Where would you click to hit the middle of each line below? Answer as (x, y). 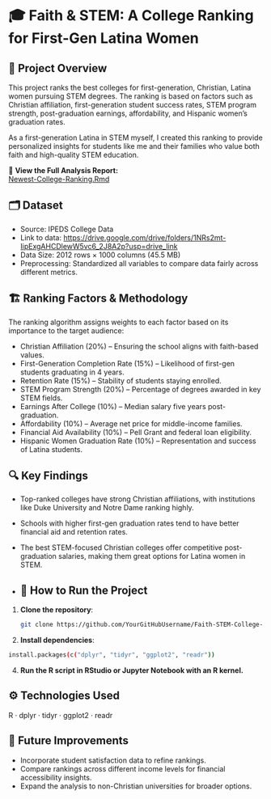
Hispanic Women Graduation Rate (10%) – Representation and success (138, 441)
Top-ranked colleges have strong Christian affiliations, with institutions (138, 499)
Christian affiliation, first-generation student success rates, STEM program (133, 105)
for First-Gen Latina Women (104, 38)
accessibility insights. (56, 777)
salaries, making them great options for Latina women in (152, 556)
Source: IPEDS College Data (67, 229)
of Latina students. (51, 449)
